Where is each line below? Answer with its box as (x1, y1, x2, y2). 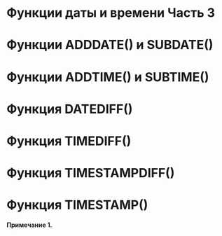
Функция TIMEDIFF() (6, 133, 132, 148)
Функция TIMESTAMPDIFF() (6, 165, 175, 181)
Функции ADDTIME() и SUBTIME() (6, 69, 209, 85)
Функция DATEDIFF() (6, 101, 133, 117)
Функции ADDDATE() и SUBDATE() (6, 37, 214, 53)
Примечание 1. (6, 221, 53, 229)
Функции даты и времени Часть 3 (6, 5, 215, 21)
